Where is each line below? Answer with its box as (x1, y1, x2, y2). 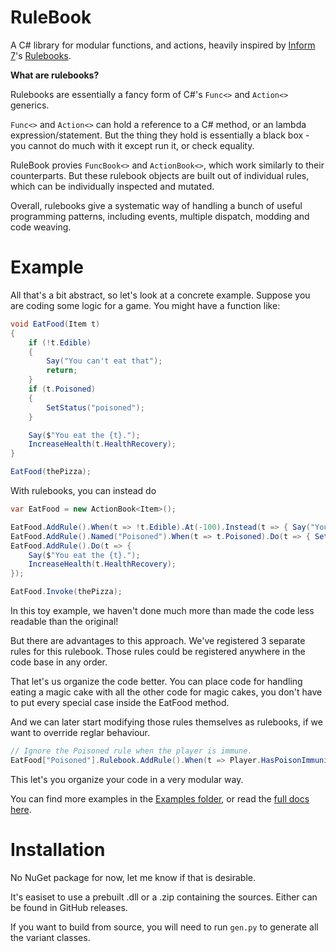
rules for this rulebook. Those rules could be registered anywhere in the (10, 646, 306, 657)
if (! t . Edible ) (28, 337, 92, 348)
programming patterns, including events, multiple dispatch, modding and (10, 210, 310, 222)
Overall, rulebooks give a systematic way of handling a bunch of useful (10, 199, 303, 211)
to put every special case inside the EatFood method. (10, 697, 230, 708)
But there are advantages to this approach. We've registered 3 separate (10, 635, 306, 646)
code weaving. (10, 221, 72, 233)
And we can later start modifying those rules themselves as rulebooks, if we (10, 716, 323, 728)
